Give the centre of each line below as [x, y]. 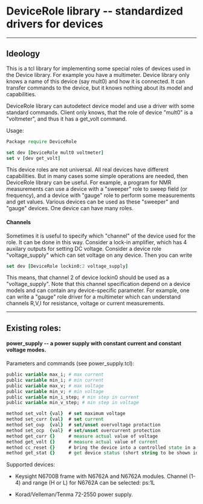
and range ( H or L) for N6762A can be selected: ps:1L [89, 483]
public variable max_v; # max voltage [55, 386]
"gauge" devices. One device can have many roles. [70, 208]
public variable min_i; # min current [55, 380]
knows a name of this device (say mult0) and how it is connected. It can [96, 81]
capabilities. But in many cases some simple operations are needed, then [97, 176]
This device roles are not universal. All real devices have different [88, 170]
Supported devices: [31, 465]
